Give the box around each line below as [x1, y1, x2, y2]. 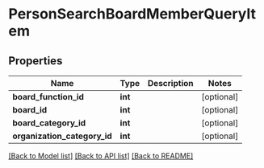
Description [148, 78, 194, 88]
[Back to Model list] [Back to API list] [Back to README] [8, 151, 194, 161]
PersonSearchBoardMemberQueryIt [8, 5, 257, 23]
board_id [12, 104, 48, 115]
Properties [8, 54, 63, 68]
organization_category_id [12, 130, 113, 141]
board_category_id [12, 117, 86, 129]
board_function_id [12, 92, 85, 102]
